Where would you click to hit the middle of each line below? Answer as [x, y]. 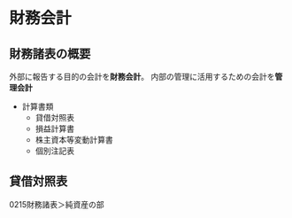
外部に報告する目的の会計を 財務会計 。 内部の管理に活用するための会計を [142, 77]
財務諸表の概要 [50, 54]
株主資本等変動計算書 [74, 140]
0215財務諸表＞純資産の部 [57, 204]
